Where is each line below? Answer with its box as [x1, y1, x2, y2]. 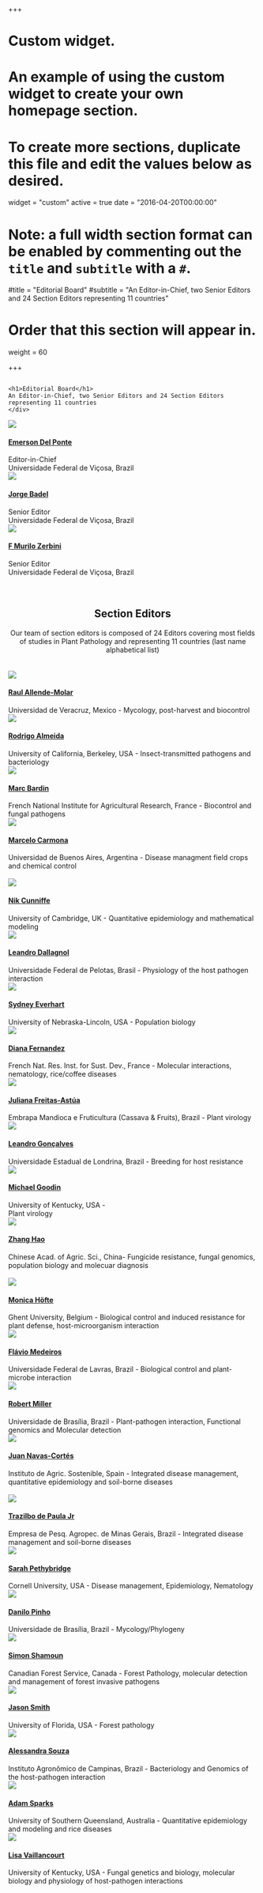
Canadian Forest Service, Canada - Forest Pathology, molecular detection [8, 1668, 248, 1678]
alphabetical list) [106, 645, 160, 654]
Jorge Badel [8, 489, 49, 498]
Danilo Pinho [8, 1607, 51, 1616]
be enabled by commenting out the [8, 242, 242, 260]
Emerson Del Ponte [8, 437, 73, 447]
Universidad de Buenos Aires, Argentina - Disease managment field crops [8, 853, 249, 862]
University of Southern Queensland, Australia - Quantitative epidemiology [8, 1816, 247, 1826]
